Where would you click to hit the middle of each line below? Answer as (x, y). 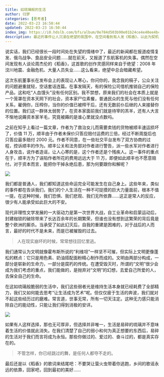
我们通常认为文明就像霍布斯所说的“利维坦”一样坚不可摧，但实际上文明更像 (80, 251)
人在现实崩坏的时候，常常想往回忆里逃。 (58, 241)
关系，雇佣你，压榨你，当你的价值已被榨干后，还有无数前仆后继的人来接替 (80, 105)
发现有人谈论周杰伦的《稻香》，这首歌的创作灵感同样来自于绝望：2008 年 (82, 64)
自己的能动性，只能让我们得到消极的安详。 (52, 305)
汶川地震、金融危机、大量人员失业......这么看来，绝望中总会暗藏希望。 (75, 70)
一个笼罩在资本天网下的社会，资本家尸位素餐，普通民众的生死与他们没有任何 (82, 98)
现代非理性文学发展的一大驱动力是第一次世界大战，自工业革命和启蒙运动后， (82, 212)
